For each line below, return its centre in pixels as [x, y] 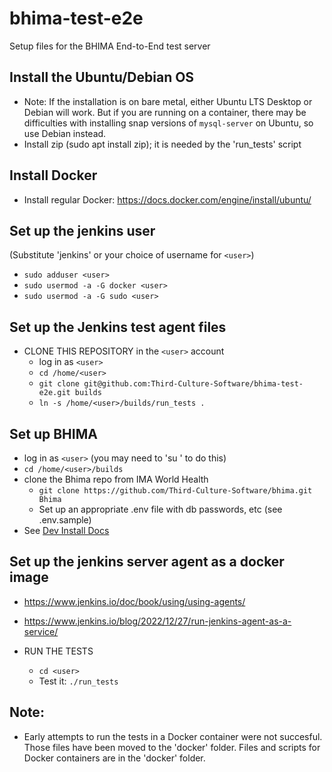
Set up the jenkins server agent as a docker [147, 562]
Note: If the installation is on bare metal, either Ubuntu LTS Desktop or [168, 101]
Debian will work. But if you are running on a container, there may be [165, 112]
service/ [41, 631]
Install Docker [53, 175]
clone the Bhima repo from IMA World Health [116, 479]
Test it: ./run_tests [78, 681]
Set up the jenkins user [82, 230]
